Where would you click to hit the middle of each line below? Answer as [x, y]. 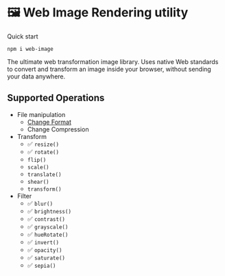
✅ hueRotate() [48, 234]
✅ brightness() [49, 211]
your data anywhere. [36, 76]
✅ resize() [43, 144]
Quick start [23, 36]
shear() [38, 182]
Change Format [49, 122]
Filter [24, 195]
